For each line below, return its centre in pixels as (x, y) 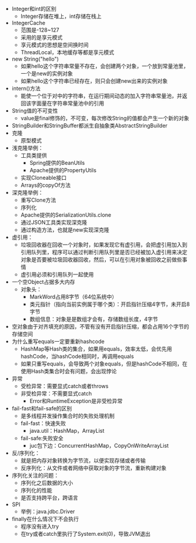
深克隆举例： (27, 193)
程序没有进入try (40, 526)
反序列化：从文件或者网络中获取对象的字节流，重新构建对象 (94, 468)
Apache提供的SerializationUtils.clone (66, 215)
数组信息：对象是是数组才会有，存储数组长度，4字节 (94, 319)
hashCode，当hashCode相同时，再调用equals (77, 356)
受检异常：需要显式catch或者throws (64, 386)
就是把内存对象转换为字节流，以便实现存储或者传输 (83, 461)
